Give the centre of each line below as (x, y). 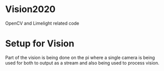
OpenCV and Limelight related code (42, 23)
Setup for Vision (40, 44)
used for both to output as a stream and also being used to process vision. (82, 63)
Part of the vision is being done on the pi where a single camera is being (80, 57)
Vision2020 (30, 9)
